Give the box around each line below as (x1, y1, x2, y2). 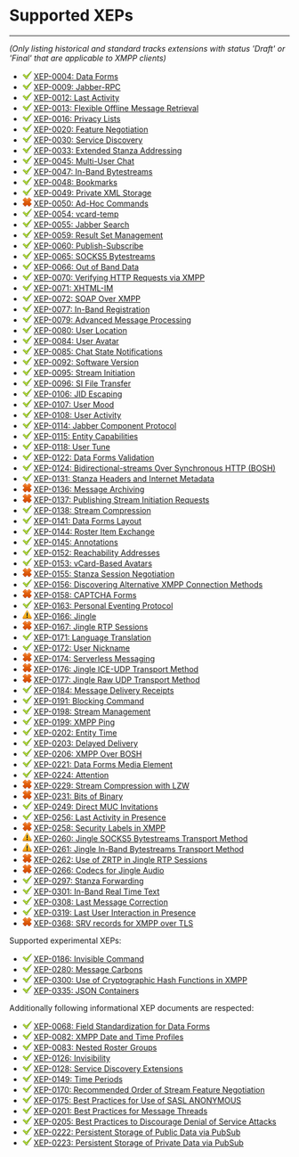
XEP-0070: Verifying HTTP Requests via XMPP (33, 272, 206, 283)
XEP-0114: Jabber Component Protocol (33, 420, 177, 431)
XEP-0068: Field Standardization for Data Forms (33, 1021, 211, 1031)
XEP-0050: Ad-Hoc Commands (33, 198, 149, 209)
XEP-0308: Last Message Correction (33, 897, 169, 907)
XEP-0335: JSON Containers (33, 985, 140, 996)
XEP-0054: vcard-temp (33, 209, 119, 219)
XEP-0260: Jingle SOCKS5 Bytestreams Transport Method (33, 833, 248, 843)
